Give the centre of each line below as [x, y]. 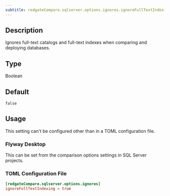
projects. [14, 161]
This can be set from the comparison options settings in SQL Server [76, 155]
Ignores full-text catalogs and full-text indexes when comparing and [76, 42]
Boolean [14, 76]
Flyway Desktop [26, 144]
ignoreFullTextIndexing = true [38, 189]
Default [17, 92]
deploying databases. [28, 48]
